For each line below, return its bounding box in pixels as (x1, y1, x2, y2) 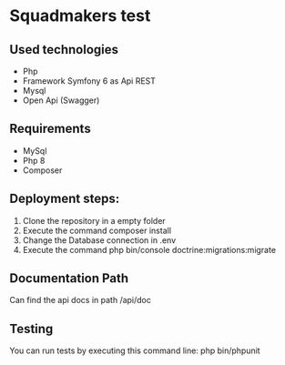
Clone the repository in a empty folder (22, 215, 166, 226)
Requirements (9, 121, 91, 137)
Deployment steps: (9, 191, 120, 207)
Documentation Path (9, 270, 129, 287)
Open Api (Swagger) (22, 95, 100, 106)
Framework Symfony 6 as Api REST (22, 76, 157, 86)
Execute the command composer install (22, 225, 171, 236)
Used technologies (9, 42, 119, 57)
